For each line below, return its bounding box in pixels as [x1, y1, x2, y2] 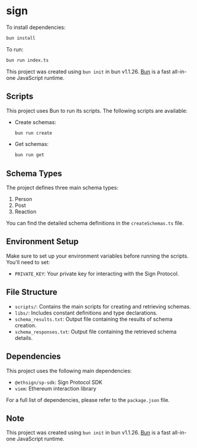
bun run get [14, 152, 44, 158]
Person [14, 196, 33, 203]
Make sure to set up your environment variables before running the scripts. [6, 252, 189, 259]
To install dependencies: [6, 24, 66, 31]
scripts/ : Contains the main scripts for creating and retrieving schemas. [14, 303, 191, 310]
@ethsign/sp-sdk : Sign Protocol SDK [14, 378, 102, 385]
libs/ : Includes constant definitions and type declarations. [14, 309, 158, 316]
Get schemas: [14, 141, 49, 148]
